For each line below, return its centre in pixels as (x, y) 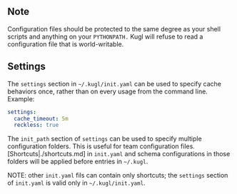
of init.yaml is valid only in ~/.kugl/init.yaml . (76, 183)
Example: (21, 98)
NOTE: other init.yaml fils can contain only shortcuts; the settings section (118, 175)
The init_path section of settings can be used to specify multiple (105, 139)
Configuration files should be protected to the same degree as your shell (114, 29)
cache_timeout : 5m (41, 118)
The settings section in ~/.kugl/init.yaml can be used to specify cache (114, 83)
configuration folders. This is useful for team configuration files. (101, 146)
